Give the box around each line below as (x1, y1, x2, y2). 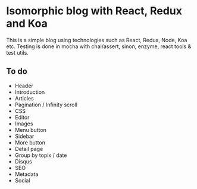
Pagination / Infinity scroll (14, 101, 77, 108)
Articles (14, 94, 34, 102)
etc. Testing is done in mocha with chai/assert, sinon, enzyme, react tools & (6, 43, 192, 50)
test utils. (6, 49, 29, 56)
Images (14, 120, 33, 127)
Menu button (14, 126, 46, 133)
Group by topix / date (14, 152, 67, 159)
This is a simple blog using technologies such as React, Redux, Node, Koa (6, 36, 187, 43)
